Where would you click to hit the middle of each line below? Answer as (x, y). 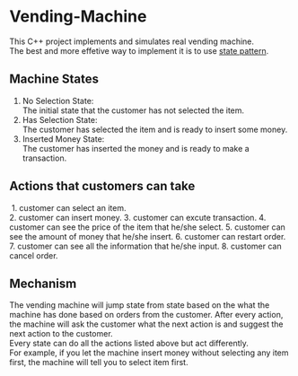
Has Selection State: (60, 119)
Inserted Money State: (63, 139)
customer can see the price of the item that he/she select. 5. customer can (147, 227)
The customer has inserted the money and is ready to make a (136, 148)
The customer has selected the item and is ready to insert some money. (155, 129)
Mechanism (43, 283)
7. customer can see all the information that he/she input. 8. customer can (145, 246)
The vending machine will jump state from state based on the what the (140, 305)
